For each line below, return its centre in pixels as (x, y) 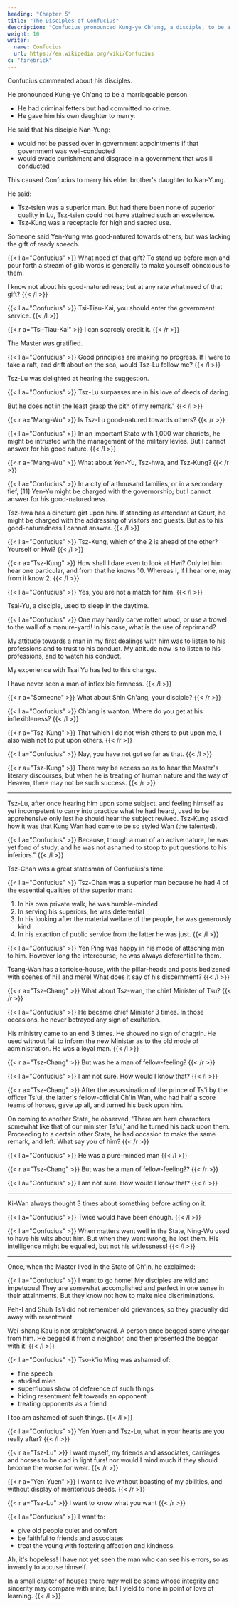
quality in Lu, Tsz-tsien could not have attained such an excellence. (116, 215)
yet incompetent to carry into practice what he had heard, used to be (108, 811)
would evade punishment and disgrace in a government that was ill (116, 158)
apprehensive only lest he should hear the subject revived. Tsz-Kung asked (118, 818)
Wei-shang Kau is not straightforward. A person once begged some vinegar (118, 1330)
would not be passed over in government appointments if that (108, 143)
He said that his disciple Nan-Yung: (59, 130)
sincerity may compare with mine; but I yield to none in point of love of (111, 1588)
